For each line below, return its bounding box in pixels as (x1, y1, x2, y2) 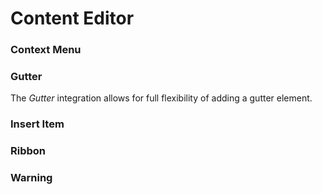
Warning (10, 171, 53, 185)
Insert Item (10, 117, 65, 131)
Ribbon (10, 144, 47, 158)
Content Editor (10, 7, 135, 30)
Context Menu (10, 43, 82, 57)
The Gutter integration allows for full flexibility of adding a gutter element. (10, 92, 313, 104)
